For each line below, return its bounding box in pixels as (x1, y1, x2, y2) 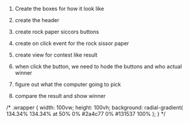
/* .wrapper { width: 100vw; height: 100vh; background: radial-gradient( (6, 104, 183, 111)
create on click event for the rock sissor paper (14, 40, 130, 47)
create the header (14, 17, 59, 23)
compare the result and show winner (14, 93, 106, 99)
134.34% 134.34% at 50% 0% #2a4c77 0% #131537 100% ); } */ (6, 110, 166, 117)
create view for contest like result (14, 51, 98, 59)
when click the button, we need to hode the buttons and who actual (14, 63, 182, 70)
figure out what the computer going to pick (14, 81, 121, 88)
